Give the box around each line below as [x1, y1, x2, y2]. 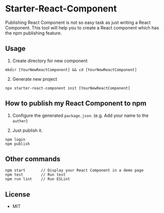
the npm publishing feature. [5, 30, 62, 36]
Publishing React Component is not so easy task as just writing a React [5, 19, 151, 25]
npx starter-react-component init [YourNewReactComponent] [5, 86, 131, 91]
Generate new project [12, 76, 57, 82]
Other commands [5, 155, 61, 163]
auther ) [12, 117, 28, 123]
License [5, 190, 30, 199]
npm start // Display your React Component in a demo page [5, 168, 144, 173]
